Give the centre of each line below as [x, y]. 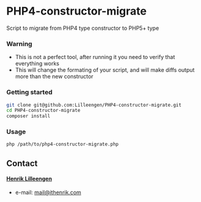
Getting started [30, 92]
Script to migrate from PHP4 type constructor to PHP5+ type [83, 28]
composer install [28, 116]
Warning [19, 44]
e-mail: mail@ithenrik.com [48, 192]
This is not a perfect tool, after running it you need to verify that [95, 57]
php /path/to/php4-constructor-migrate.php [63, 144]
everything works [37, 64]
